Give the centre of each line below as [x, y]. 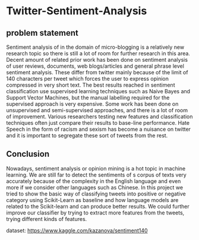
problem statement [42, 33]
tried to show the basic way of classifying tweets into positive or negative [96, 194]
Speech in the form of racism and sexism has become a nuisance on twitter [99, 129]
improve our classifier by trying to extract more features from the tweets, [95, 213]
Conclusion [28, 154]
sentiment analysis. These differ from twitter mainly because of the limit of [97, 72]
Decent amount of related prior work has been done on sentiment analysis [97, 60]
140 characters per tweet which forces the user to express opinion [88, 79]
